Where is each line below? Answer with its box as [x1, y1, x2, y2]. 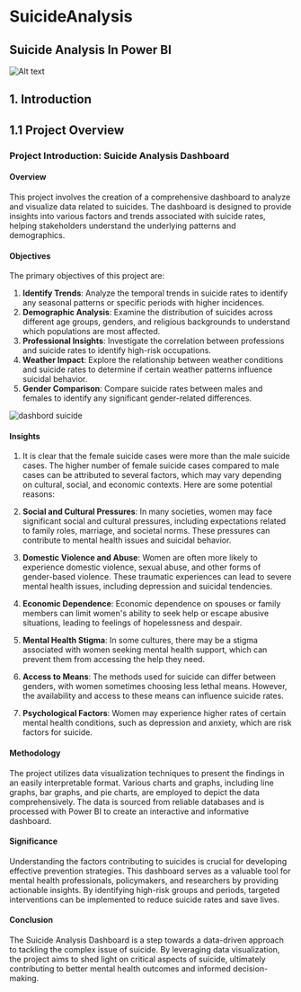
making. [9, 972, 40, 983]
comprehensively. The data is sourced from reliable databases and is [9, 796, 265, 807]
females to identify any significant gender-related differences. [22, 393, 252, 403]
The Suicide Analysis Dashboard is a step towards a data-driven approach [9, 934, 285, 945]
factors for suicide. [22, 727, 93, 738]
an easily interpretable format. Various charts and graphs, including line [9, 777, 274, 788]
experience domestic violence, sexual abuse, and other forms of [22, 562, 261, 572]
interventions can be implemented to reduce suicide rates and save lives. [9, 894, 280, 905]
